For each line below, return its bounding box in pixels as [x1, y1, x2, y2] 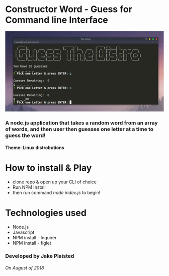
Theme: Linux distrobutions [5, 145, 64, 151]
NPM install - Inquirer [12, 234, 57, 240]
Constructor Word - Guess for [5, 4, 132, 15]
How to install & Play [5, 162, 92, 174]
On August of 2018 [5, 265, 44, 271]
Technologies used [5, 208, 87, 219]
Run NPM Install [12, 184, 46, 190]
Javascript [12, 229, 35, 235]
